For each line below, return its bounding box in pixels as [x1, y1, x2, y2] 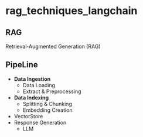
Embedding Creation [22, 107, 73, 114]
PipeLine [5, 60, 39, 70]
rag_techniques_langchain [5, 4, 138, 18]
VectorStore [13, 112, 43, 119]
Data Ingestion [13, 75, 51, 83]
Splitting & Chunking [22, 100, 73, 107]
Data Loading [22, 81, 56, 88]
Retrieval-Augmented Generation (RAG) [5, 43, 101, 50]
